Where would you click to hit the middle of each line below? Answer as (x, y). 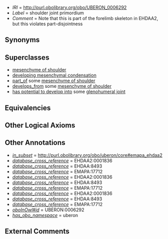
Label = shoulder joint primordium (48, 13)
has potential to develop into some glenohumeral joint (69, 91)
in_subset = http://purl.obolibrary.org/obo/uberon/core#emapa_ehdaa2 (87, 155)
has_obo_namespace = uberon (45, 215)
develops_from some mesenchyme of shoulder (62, 86)
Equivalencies (28, 108)
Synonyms (22, 40)
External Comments (37, 232)
